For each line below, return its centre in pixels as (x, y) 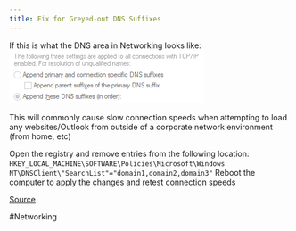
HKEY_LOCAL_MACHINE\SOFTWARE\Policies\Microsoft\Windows (117, 164)
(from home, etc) (40, 136)
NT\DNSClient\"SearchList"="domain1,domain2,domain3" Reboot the (132, 172)
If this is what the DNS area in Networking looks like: (106, 45)
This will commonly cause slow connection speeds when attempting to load (148, 117)
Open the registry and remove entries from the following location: (129, 153)
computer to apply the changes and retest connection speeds (123, 182)
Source (22, 199)
